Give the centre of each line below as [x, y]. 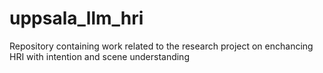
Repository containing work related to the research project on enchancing [161, 46]
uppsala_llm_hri [76, 18]
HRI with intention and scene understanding [99, 56]
